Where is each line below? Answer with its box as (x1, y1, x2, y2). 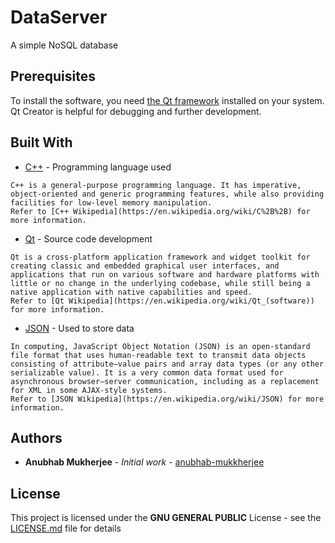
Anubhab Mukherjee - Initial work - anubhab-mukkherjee (24, 456, 265, 468)
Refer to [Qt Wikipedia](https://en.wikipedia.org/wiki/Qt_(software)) (10, 296, 315, 306)
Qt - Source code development (24, 232, 153, 245)
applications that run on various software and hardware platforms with (10, 269, 320, 280)
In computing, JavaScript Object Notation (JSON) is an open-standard (10, 341, 311, 351)
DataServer (10, 6, 108, 29)
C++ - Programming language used (24, 161, 172, 173)
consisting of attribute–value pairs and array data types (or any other (10, 359, 325, 369)
